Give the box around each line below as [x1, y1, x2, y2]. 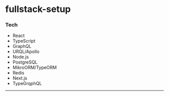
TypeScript [12, 38, 36, 44]
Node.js [12, 54, 29, 60]
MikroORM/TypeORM [12, 64, 57, 70]
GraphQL [12, 43, 32, 49]
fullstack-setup [5, 3, 71, 15]
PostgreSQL [12, 59, 38, 65]
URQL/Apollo [12, 48, 40, 54]
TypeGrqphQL [12, 80, 42, 86]
